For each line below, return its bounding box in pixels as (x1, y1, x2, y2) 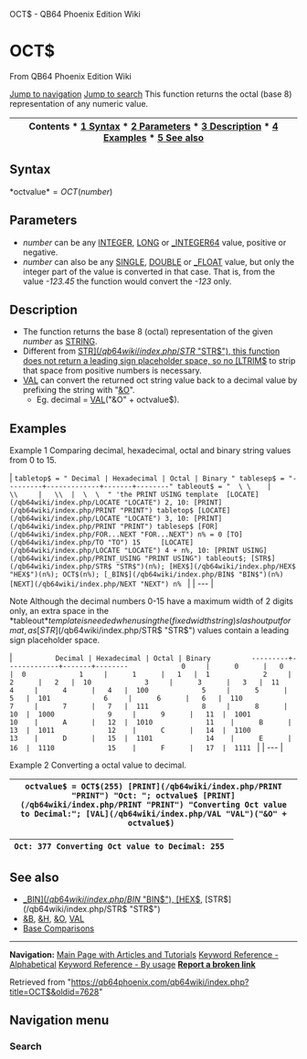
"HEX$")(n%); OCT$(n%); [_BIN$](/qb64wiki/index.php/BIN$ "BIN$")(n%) (9, 570, 284, 579)
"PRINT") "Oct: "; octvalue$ (71, 790, 198, 801)
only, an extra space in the (9, 606, 110, 617)
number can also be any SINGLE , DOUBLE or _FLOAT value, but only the (22, 256, 295, 267)
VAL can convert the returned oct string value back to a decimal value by (22, 375, 298, 386)
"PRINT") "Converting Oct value (145, 800, 288, 810)
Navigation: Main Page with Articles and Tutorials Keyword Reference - (9, 949, 279, 959)
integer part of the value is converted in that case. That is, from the (22, 266, 276, 277)
